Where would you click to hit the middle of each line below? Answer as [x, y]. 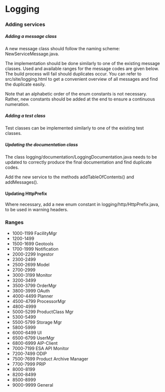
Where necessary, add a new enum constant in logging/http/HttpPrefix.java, [82, 204]
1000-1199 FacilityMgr [35, 233]
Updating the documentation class [42, 144]
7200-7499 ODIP [30, 354]
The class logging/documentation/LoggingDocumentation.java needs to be [81, 157]
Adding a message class [31, 36]
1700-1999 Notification [35, 249]
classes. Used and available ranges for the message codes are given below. [82, 69]
